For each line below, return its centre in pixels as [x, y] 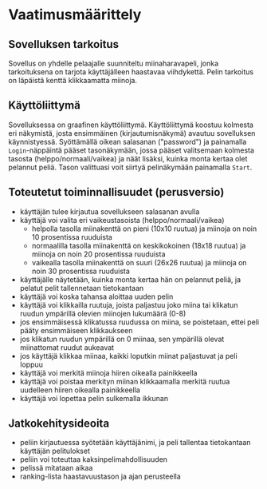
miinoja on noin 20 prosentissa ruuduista [98, 254]
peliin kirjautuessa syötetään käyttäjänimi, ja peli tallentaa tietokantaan [135, 443]
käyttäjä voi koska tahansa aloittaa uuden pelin [96, 296]
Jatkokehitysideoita [59, 424]
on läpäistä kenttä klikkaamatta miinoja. [73, 80]
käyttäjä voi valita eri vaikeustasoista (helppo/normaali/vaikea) [122, 220]
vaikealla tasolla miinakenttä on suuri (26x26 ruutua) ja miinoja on [139, 262]
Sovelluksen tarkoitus [64, 44]
